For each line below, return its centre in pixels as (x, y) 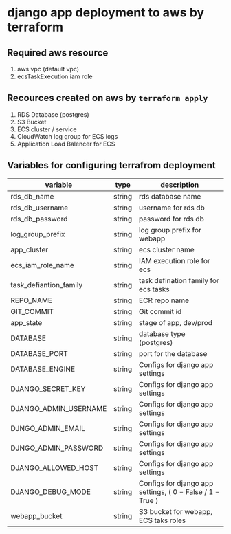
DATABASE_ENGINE (43, 369)
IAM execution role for (175, 260)
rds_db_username (40, 208)
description (180, 185)
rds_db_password (39, 219)
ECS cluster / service (47, 129)
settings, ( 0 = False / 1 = (179, 491)
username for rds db (172, 208)
